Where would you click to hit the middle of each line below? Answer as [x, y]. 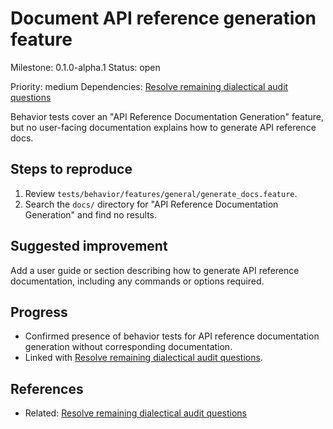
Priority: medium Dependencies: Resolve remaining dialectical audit [149, 86]
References [47, 388]
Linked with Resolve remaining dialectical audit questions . [143, 358]
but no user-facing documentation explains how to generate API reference [163, 127]
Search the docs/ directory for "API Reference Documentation [151, 204]
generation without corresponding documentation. [128, 347]
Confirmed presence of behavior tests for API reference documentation [172, 336]
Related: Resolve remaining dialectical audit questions [135, 413]
